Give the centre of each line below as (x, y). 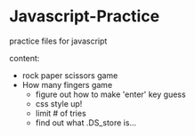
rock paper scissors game (70, 75)
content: (24, 58)
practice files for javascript (58, 41)
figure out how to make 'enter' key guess (110, 94)
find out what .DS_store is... (86, 123)
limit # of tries (61, 113)
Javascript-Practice (85, 16)
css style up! (59, 103)
